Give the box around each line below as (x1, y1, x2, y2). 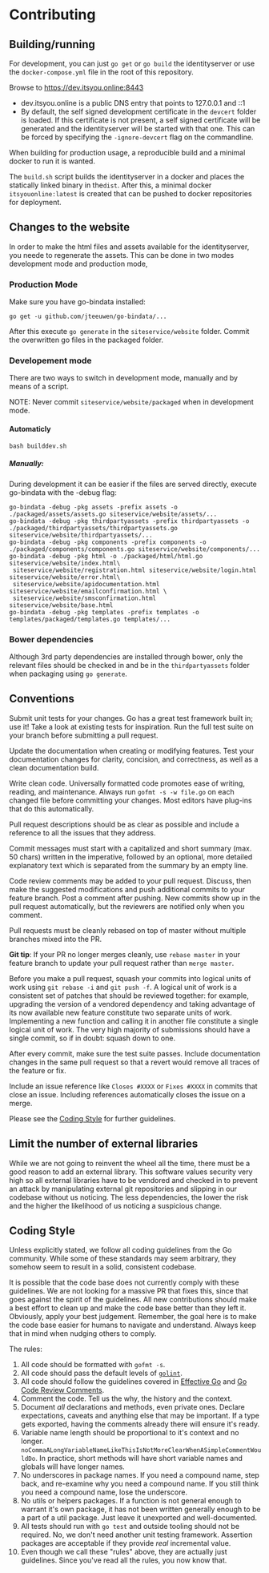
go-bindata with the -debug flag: (9, 487, 117, 497)
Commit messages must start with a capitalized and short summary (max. (9, 843, 252, 853)
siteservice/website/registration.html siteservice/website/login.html (12, 566, 257, 574)
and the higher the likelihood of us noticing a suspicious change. (9, 1201, 223, 1210)
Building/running (9, 38, 95, 51)
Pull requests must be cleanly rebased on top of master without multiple (9, 925, 247, 935)
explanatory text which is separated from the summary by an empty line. (9, 860, 248, 870)
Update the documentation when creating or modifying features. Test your (9, 746, 255, 755)
